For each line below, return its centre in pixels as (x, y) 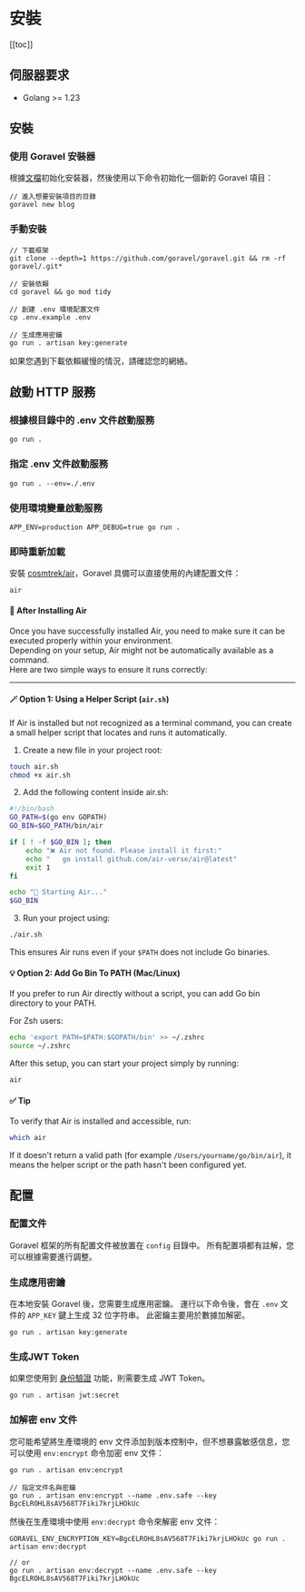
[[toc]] (21, 44)
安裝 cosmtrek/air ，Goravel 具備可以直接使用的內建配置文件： (125, 574)
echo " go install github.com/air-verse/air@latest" (132, 859)
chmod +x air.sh (40, 775)
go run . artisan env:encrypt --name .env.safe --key (113, 1495)
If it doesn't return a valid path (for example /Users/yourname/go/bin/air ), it (151, 1155)
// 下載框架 (30, 251)
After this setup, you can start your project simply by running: (124, 1064)
